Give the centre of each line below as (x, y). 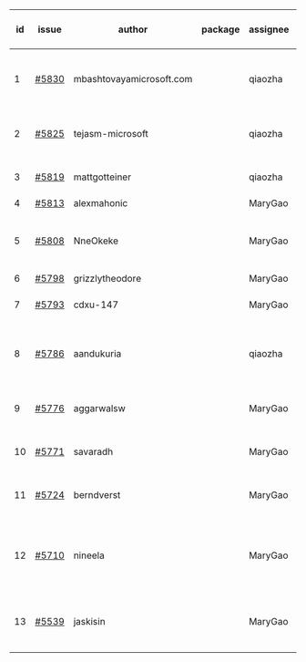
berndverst (97, 495)
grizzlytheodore (107, 279)
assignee (269, 29)
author (133, 29)
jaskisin (90, 621)
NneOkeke (96, 241)
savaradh (93, 452)
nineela (89, 555)
